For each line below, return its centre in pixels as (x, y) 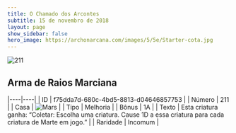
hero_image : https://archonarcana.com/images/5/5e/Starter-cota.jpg (110, 40)
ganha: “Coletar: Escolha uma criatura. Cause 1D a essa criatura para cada (116, 115)
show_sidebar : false (38, 34)
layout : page (26, 27)
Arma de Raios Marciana (62, 82)
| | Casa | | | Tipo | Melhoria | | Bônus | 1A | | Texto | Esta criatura (113, 107)
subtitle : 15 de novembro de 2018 (58, 21)
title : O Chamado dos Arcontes (53, 14)
